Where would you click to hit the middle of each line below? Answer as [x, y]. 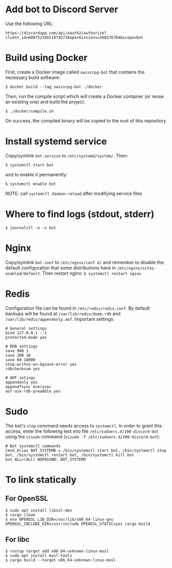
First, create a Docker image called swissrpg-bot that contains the [75, 72]
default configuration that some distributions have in [61, 268]
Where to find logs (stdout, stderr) [80, 214]
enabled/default [23, 273]
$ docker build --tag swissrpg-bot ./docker [54, 87]
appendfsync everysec [28, 387]
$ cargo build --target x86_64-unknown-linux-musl [61, 560]
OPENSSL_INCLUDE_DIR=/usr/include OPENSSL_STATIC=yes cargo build [78, 524]
